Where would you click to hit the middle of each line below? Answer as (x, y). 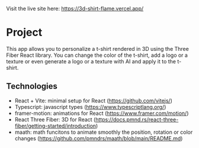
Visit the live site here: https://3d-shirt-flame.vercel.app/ (75, 9)
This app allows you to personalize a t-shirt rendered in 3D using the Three (98, 49)
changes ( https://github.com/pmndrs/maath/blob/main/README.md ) (99, 138)
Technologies (32, 86)
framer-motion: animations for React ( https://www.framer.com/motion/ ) (102, 113)
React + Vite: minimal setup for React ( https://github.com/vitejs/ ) (94, 101)
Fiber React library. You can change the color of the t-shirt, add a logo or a (97, 55)
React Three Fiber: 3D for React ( (55, 119)
